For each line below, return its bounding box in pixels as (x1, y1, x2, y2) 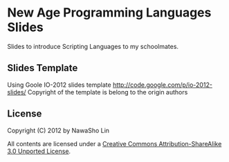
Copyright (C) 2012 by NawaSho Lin (7, 126, 109, 134)
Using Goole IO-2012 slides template (7, 81, 112, 89)
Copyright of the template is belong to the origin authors (27, 88, 188, 96)
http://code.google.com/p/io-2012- (113, 81, 213, 89)
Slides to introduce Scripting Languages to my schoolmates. (7, 42, 178, 50)
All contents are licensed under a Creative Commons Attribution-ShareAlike (7, 139, 222, 148)
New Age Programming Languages (7, 5, 212, 21)
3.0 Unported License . (7, 147, 71, 155)
